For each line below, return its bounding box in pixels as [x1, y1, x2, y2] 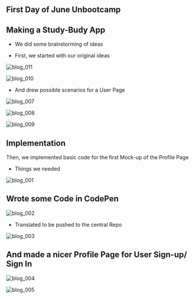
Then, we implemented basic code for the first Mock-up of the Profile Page [6, 154, 189, 161]
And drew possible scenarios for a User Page [14, 86, 125, 94]
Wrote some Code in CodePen [6, 194, 119, 204]
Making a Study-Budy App [6, 25, 105, 35]
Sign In [6, 259, 32, 269]
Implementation [6, 138, 66, 148]
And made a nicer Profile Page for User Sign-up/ [6, 250, 187, 260]
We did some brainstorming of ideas [14, 41, 103, 48]
